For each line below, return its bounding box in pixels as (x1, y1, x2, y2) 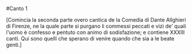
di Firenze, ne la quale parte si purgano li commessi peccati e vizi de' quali (6, 23, 186, 29)
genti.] (6, 41, 22, 48)
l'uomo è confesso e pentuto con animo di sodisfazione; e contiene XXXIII (6, 29, 185, 36)
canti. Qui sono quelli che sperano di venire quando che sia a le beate (6, 35, 175, 42)
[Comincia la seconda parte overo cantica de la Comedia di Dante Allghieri (6, 16, 186, 23)
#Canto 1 (6, 5, 28, 12)
